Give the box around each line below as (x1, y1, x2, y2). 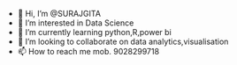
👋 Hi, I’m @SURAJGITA (17, 9, 102, 18)
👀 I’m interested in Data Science (17, 18, 134, 28)
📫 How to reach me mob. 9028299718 (17, 47, 160, 56)
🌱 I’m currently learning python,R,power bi (17, 27, 172, 37)
